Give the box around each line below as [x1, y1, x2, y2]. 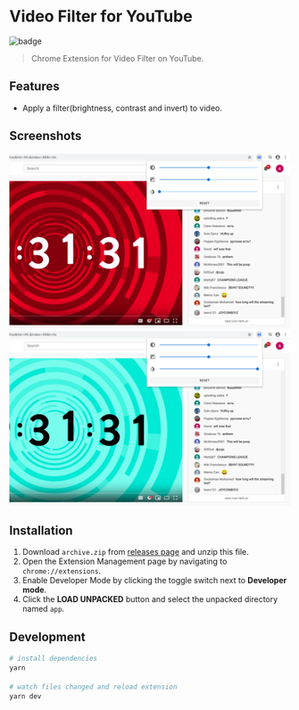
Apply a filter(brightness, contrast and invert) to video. [21, 103, 223, 113]
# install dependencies [9, 654, 98, 664]
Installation [9, 523, 73, 538]
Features [9, 78, 60, 95]
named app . [21, 604, 65, 615]
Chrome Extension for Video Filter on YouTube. [30, 53, 204, 63]
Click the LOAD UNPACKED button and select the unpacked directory [21, 594, 278, 605]
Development [9, 629, 87, 644]
